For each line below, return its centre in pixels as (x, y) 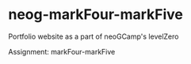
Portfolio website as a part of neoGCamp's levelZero (94, 36)
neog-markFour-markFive (96, 15)
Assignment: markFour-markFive (62, 51)
